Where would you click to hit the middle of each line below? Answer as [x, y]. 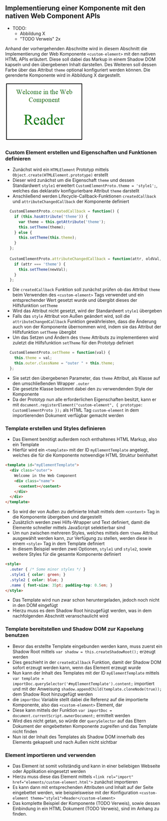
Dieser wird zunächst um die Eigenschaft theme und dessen [73, 180]
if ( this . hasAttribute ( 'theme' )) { [51, 217]
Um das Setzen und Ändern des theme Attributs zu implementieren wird [85, 337]
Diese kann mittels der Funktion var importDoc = [62, 710]
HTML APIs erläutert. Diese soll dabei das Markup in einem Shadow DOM [81, 59]
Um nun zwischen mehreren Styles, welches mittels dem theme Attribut [85, 533]
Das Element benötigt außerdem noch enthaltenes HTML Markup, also [85, 439]
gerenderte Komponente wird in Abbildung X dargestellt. [63, 75]
